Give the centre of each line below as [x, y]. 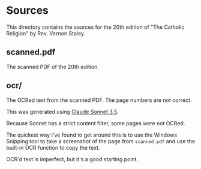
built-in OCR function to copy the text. [53, 147]
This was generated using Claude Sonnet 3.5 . [62, 111]
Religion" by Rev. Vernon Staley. [46, 33]
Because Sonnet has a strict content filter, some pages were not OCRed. [96, 123]
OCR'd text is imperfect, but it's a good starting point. [72, 159]
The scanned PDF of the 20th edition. [52, 67]
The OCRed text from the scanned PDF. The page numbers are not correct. [99, 100]
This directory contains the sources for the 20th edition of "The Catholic [95, 27]
